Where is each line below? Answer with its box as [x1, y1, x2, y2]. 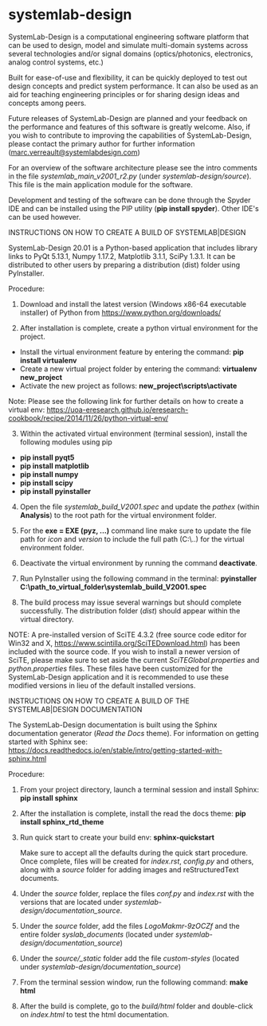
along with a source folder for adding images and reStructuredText [19, 864, 239, 874]
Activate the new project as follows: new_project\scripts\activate [19, 381, 238, 390]
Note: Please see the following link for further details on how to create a [8, 396, 245, 405]
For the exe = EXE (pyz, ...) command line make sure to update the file [19, 526, 252, 535]
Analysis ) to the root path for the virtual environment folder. [19, 510, 217, 519]
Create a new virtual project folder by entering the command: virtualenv [19, 364, 257, 374]
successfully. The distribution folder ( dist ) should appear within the [19, 605, 241, 615]
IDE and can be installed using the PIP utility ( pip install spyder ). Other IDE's [8, 203, 259, 213]
